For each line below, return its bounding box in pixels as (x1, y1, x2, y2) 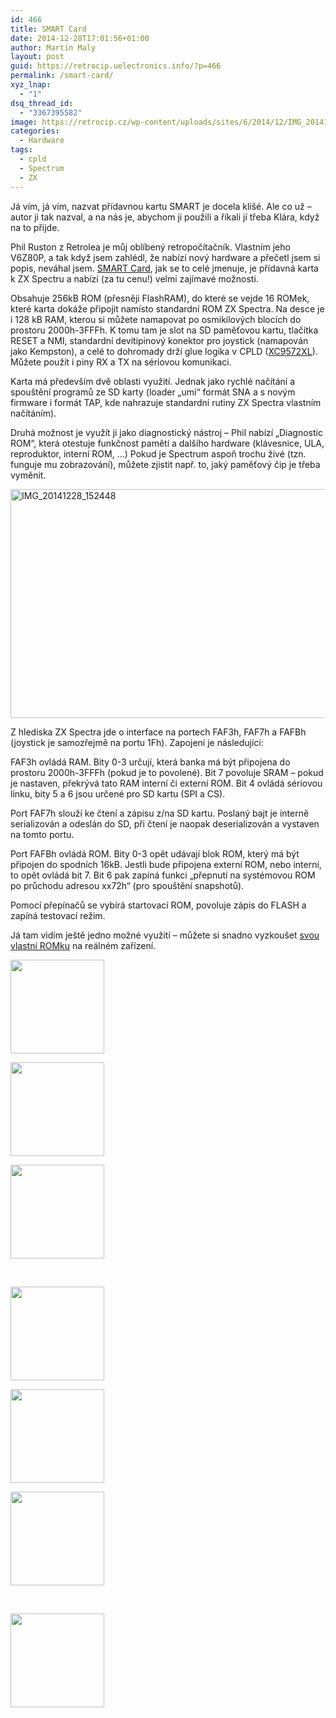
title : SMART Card (10, 24, 87, 34)
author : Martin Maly (10, 42, 97, 53)
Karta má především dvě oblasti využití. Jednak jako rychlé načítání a (10, 375, 296, 387)
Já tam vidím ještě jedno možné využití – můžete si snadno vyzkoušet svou (10, 929, 320, 941)
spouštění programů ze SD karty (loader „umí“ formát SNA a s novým (10, 386, 296, 398)
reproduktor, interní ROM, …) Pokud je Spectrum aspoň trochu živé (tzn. (10, 447, 307, 460)
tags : (10, 145, 33, 155)
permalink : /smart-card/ (10, 71, 114, 81)
